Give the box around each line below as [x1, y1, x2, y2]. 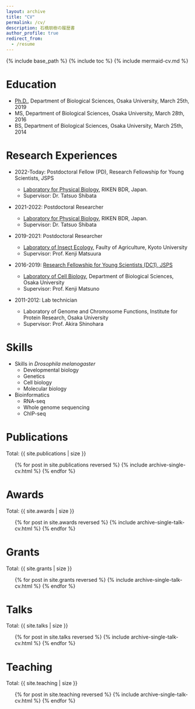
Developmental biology [23, 366, 79, 373]
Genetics [23, 373, 45, 380]
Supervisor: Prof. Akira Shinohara [23, 320, 104, 327]
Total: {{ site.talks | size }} [6, 622, 68, 629]
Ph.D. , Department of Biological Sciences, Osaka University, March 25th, [14, 97, 190, 104]
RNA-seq [23, 397, 46, 404]
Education [6, 78, 57, 91]
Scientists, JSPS [14, 174, 54, 182]
